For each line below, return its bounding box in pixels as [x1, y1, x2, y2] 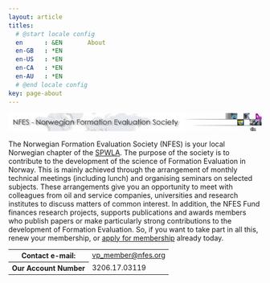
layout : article [8, 13, 63, 21]
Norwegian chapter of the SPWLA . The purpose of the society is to [8, 147, 231, 157]
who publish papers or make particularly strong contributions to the [8, 215, 232, 225]
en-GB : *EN [15, 47, 63, 55]
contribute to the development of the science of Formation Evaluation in [8, 156, 247, 166]
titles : [8, 21, 35, 30]
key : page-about [8, 89, 63, 97]
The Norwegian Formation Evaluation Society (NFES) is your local [8, 139, 225, 149]
